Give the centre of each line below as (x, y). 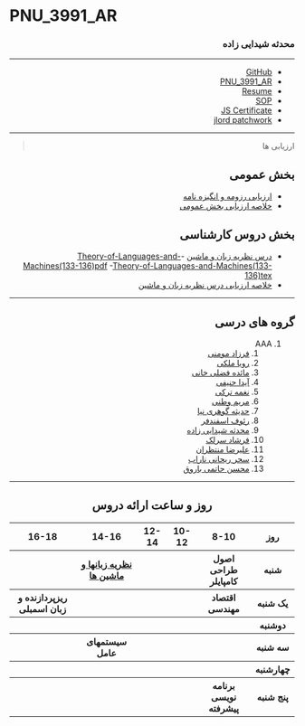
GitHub (259, 72)
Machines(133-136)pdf (65, 266)
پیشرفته (224, 708)
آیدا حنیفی (233, 382)
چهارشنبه (272, 669)
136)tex (258, 276)
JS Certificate (247, 110)
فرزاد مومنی (229, 353)
